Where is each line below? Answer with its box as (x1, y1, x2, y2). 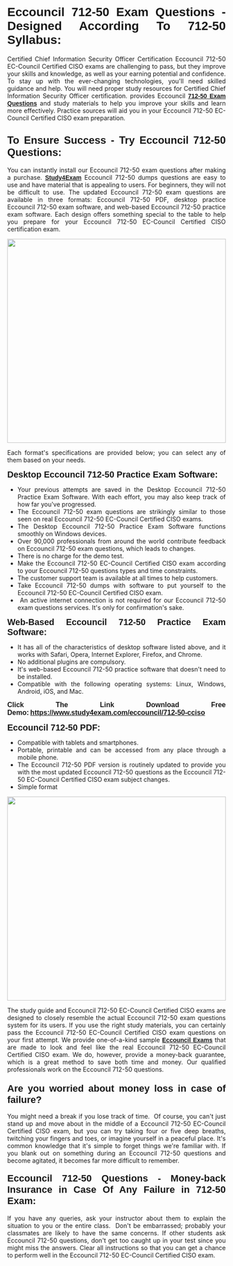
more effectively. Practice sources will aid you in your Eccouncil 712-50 (7, 106, 214, 115)
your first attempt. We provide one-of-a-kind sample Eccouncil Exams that (7, 1035, 226, 1044)
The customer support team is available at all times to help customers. (17, 574, 218, 582)
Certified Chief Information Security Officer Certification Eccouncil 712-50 (7, 54, 226, 63)
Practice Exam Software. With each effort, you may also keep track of (17, 492, 226, 501)
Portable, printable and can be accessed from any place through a (17, 745, 226, 754)
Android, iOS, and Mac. (17, 687, 84, 695)
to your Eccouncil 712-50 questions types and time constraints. (17, 566, 198, 574)
